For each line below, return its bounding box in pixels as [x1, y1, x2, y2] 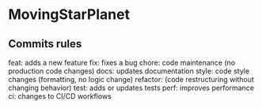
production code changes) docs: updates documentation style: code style [8, 66, 250, 76]
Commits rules [8, 37, 82, 51]
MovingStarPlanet [8, 6, 131, 24]
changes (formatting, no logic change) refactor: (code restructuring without [8, 75, 255, 84]
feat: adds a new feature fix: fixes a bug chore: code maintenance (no [8, 58, 236, 67]
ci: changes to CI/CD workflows [8, 92, 112, 100]
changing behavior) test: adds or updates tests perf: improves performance [8, 83, 255, 92]
